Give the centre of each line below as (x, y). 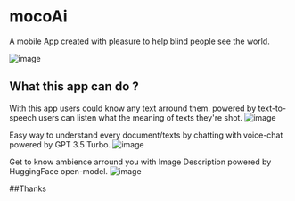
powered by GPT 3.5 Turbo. (60, 144)
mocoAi (38, 17)
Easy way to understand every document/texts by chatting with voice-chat (146, 135)
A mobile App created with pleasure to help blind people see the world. (139, 41)
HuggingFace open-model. (59, 171)
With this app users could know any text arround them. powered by (133, 108)
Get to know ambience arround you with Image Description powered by (140, 162)
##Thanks (28, 188)
